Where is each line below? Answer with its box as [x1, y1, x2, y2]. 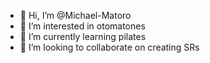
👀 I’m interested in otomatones [19, 20, 146, 32]
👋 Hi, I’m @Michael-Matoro [19, 10, 132, 21]
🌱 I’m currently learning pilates [19, 31, 147, 42]
